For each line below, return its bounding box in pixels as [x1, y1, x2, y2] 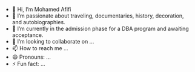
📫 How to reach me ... [12, 45, 68, 51]
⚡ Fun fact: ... [12, 61, 45, 67]
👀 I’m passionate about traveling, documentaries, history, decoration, [12, 12, 184, 19]
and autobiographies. [12, 19, 65, 25]
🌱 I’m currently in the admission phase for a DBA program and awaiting [12, 25, 189, 32]
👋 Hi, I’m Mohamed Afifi [12, 6, 71, 13]
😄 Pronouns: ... [12, 53, 51, 61]
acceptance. [12, 31, 44, 39]
